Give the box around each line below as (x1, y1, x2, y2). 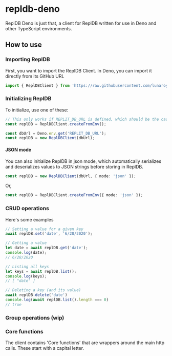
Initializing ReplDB (5, 95, 52, 102)
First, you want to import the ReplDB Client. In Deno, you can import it (5, 67, 152, 73)
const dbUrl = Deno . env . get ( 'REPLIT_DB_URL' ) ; (5, 130, 106, 136)
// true (5, 302, 22, 307)
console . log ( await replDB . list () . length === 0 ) (5, 297, 109, 303)
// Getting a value (5, 240, 47, 246)
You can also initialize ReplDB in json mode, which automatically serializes (5, 158, 162, 164)
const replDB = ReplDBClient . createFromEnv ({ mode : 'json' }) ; (5, 193, 143, 198)
